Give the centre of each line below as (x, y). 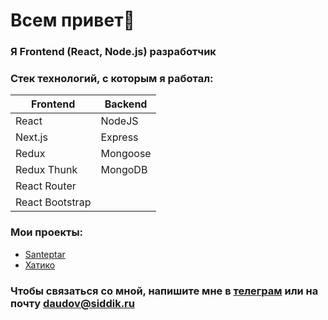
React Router (46, 186)
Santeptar (45, 254)
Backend (126, 104)
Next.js (31, 137)
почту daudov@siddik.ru (72, 303)
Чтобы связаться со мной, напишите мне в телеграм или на (164, 291)
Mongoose (126, 154)
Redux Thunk (46, 170)
